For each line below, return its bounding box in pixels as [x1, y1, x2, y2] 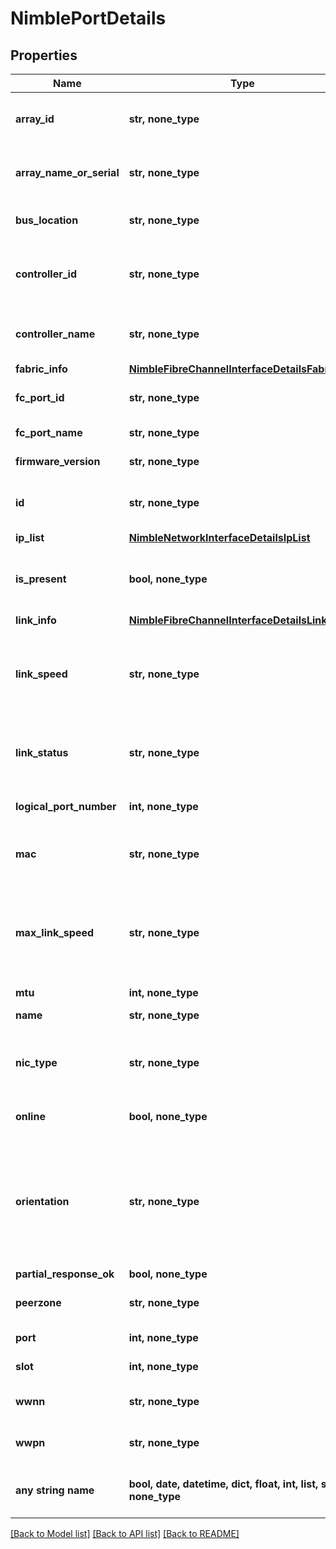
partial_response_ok [15, 1267, 115, 1281]
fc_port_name [15, 426, 83, 439]
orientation [15, 1195, 70, 1208]
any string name [15, 1483, 95, 1497]
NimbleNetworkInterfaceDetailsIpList [128, 531, 311, 544]
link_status [15, 746, 69, 759]
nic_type [15, 1056, 58, 1069]
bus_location [15, 213, 79, 227]
